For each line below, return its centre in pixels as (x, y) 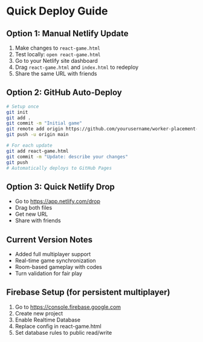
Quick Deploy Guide (57, 11)
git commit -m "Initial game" (44, 123)
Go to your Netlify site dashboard (56, 61)
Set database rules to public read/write (63, 332)
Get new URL (31, 214)
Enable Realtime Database (47, 320)
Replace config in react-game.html (58, 326)
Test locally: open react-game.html (58, 54)
